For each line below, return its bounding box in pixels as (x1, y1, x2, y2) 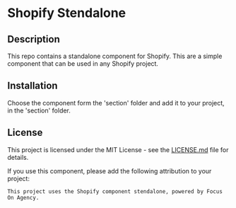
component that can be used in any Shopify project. (7, 59, 159, 68)
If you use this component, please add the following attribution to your (7, 166, 212, 175)
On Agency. (7, 194, 40, 201)
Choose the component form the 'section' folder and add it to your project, (7, 98, 225, 107)
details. (7, 153, 29, 161)
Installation (7, 80, 58, 92)
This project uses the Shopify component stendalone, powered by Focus (7, 187, 223, 195)
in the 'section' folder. (7, 106, 71, 115)
